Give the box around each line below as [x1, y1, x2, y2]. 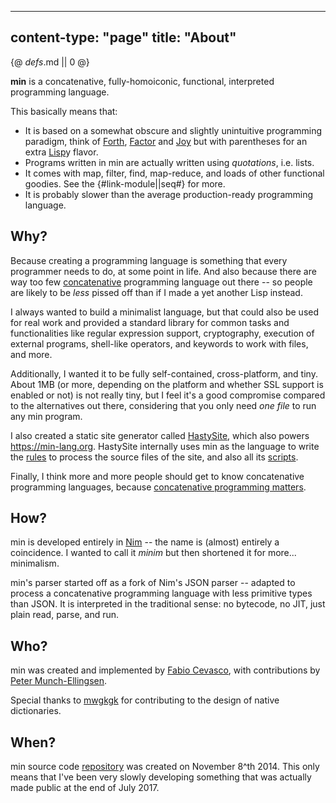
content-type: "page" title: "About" [10, 29, 237, 46]
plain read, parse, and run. [10, 609, 120, 621]
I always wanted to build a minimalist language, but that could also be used [10, 306, 320, 318]
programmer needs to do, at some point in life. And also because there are [10, 265, 317, 277]
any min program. [10, 410, 83, 422]
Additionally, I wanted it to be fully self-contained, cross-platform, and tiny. [10, 367, 318, 380]
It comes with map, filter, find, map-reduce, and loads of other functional [24, 167, 325, 179]
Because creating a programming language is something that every [10, 254, 288, 266]
